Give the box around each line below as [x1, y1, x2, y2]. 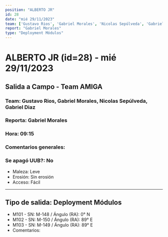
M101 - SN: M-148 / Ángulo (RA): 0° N [12, 212, 90, 218]
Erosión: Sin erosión [12, 174, 54, 180]
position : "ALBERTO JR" [5, 7, 55, 12]
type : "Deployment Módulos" [5, 30, 64, 35]
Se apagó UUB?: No [5, 157, 53, 164]
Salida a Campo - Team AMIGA [5, 82, 103, 91]
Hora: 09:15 [5, 130, 34, 137]
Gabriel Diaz [5, 103, 36, 110]
